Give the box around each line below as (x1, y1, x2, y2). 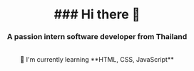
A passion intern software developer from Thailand (6, 32, 188, 42)
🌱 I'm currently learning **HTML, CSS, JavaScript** (19, 55, 175, 64)
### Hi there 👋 (53, 6, 141, 23)
